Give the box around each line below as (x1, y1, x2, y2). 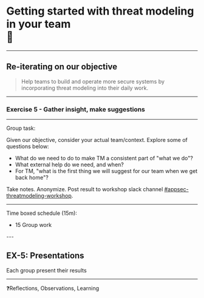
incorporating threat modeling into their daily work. (21, 84, 149, 92)
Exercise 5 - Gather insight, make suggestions (6, 105, 146, 113)
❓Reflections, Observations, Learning (6, 284, 100, 292)
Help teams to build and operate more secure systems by (21, 78, 165, 85)
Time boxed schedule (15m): (6, 209, 78, 217)
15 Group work (15, 222, 52, 229)
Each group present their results (6, 266, 87, 274)
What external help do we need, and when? (15, 161, 124, 168)
